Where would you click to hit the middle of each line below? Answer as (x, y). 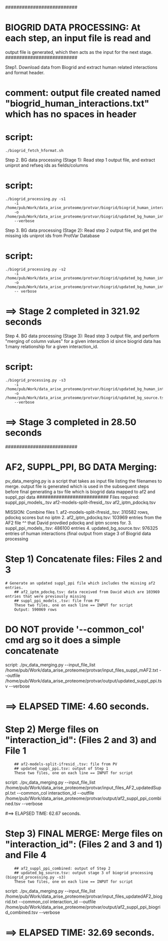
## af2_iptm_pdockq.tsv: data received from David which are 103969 (87, 592)
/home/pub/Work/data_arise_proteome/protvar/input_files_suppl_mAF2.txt (82, 670)
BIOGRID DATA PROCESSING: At (73, 28)
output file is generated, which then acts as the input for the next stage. (79, 52)
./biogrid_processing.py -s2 (35, 269)
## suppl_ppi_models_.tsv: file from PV (57, 601)
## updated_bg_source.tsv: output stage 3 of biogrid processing (84, 873)
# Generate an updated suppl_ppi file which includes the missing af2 (80, 583)
